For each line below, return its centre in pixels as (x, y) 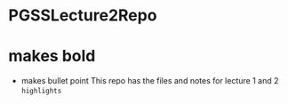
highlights (41, 91)
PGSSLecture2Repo (83, 16)
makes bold (52, 56)
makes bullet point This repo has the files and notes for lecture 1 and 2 (150, 81)
